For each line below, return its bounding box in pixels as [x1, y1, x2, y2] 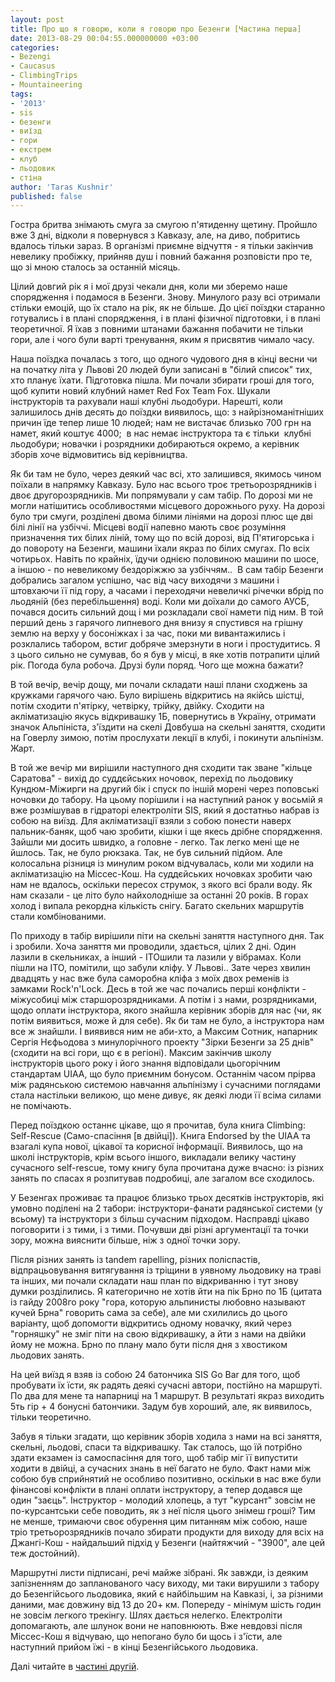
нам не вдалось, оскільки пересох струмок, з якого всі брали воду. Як [10, 879, 313, 891]
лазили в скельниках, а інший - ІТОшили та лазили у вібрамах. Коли [10, 951, 302, 963]
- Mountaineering [10, 80, 83, 90]
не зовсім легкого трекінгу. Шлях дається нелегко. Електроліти [10, 1609, 283, 1621]
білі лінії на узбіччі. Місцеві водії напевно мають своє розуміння [10, 521, 287, 533]
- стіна [10, 172, 43, 183]
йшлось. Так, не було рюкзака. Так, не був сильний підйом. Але [10, 847, 283, 859]
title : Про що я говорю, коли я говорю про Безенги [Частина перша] [10, 24, 302, 34]
